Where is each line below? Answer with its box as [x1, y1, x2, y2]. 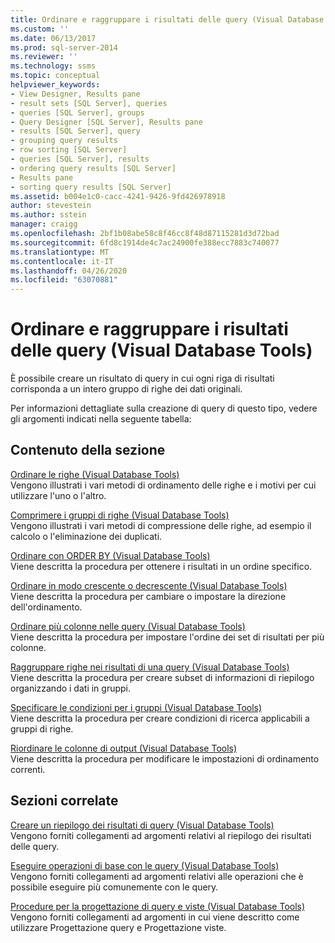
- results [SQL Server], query [10, 126, 141, 136]
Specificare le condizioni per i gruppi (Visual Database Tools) [10, 701, 263, 713]
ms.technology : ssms [10, 61, 97, 71]
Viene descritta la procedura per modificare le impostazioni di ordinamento [10, 752, 320, 765]
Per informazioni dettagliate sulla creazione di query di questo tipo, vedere [10, 402, 318, 415]
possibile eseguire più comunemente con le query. [10, 881, 219, 893]
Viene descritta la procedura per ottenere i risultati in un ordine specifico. [10, 560, 313, 572]
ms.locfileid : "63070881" [10, 275, 118, 285]
